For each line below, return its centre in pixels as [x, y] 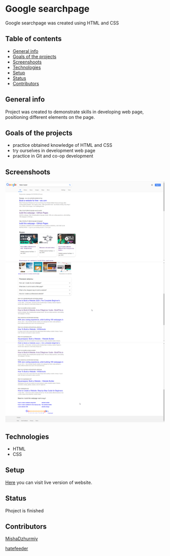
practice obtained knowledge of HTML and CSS [62, 145]
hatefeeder [17, 548]
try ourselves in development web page [54, 151]
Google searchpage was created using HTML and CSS [62, 23]
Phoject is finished [25, 510]
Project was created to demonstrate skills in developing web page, [75, 112]
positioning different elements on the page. [50, 117]
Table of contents [33, 39]
